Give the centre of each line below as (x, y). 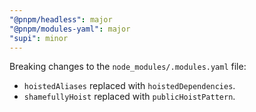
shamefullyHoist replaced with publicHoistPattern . (129, 97)
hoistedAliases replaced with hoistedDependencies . (129, 86)
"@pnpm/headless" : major (61, 19)
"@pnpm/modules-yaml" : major (70, 29)
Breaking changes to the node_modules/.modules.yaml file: (128, 67)
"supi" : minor (39, 38)
